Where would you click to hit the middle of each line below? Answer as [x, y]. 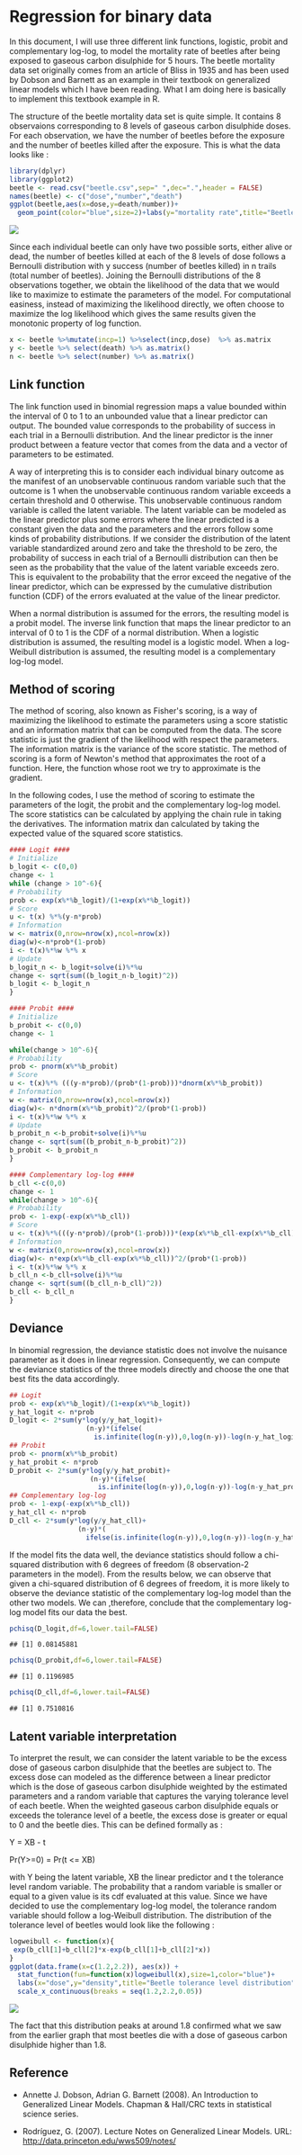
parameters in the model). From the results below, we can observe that [140, 1574]
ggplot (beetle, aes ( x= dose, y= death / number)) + [94, 204]
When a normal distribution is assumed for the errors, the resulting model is [149, 613]
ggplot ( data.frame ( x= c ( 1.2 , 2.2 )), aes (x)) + [94, 1966]
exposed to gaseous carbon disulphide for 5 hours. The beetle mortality [142, 60]
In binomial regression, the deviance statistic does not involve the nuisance [148, 1350]
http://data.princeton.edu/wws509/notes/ [99, 2141]
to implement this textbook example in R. [84, 99]
